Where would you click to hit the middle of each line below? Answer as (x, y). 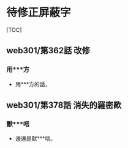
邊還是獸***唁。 (36, 139)
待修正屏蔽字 (39, 13)
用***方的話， (33, 84)
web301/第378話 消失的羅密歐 (64, 105)
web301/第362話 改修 (48, 50)
